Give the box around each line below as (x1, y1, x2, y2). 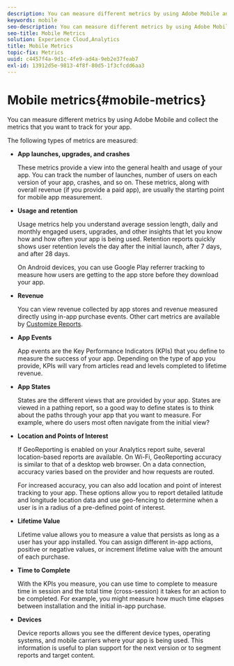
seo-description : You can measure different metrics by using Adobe (7, 23, 210, 30)
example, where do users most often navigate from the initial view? (17, 418, 210, 426)
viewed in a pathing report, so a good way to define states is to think (17, 403, 214, 411)
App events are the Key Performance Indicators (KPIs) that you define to (17, 347, 225, 355)
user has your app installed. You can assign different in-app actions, (17, 538, 214, 546)
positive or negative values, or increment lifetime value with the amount (17, 545, 223, 553)
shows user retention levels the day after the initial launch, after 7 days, (17, 242, 222, 250)
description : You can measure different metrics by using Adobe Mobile (7, 10, 219, 17)
